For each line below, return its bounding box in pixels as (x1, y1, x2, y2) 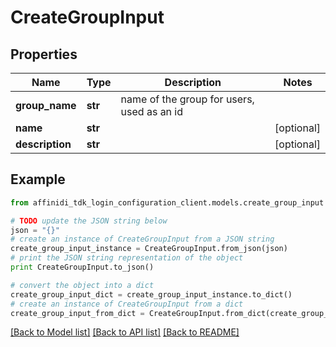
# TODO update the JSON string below (10, 216, 168, 226)
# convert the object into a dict (10, 280, 155, 290)
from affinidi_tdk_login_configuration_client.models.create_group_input (10, 197, 325, 208)
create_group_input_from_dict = (10, 308, 145, 318)
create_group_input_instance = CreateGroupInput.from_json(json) (10, 244, 288, 254)
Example (10, 171, 66, 188)
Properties (10, 46, 78, 63)
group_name (15, 99, 77, 112)
